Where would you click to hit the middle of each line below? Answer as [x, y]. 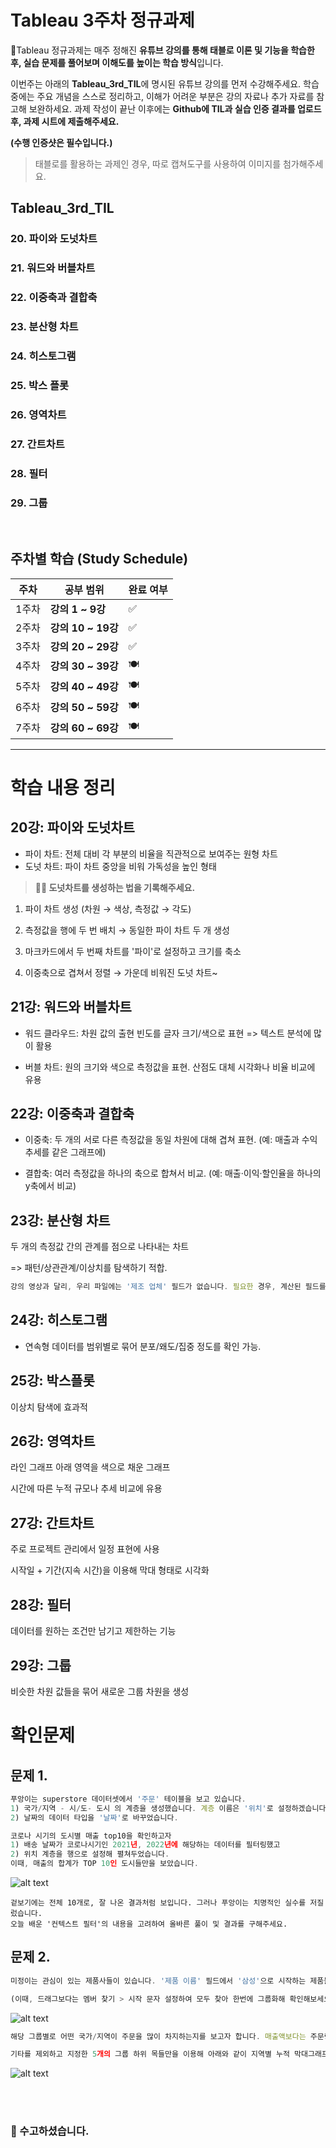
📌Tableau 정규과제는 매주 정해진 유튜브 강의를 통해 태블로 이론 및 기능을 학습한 [162, 50]
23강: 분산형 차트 [60, 1220]
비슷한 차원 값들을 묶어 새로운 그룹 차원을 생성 [100, 1691]
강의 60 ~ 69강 [84, 728]
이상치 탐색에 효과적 [49, 1407]
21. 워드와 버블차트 [53, 268]
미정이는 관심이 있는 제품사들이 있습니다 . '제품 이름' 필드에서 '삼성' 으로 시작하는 [158, 1981]
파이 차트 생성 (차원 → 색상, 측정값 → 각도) [108, 908]
